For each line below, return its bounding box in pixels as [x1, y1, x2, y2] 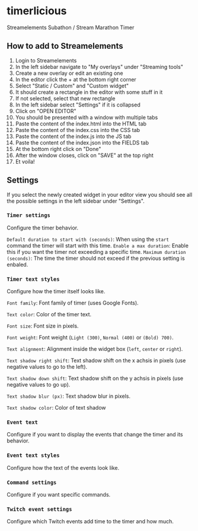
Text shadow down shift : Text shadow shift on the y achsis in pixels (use [7, 375, 183, 382]
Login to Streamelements [15, 56, 77, 64]
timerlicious [7, 4, 67, 18]
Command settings [7, 479, 57, 486]
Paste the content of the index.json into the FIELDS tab [15, 139, 149, 146]
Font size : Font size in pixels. [7, 322, 79, 329]
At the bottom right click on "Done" [15, 145, 101, 152]
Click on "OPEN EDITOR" [15, 107, 76, 114]
